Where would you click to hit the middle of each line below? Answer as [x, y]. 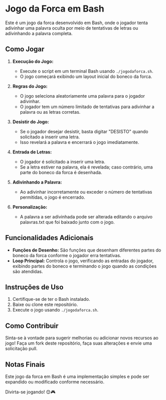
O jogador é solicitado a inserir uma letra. [62, 162]
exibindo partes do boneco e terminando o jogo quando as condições [85, 266]
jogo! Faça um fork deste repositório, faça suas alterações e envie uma [78, 343]
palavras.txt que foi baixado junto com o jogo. [67, 222]
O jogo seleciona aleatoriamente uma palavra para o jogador [82, 96]
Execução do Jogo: [33, 61]
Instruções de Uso [34, 287]
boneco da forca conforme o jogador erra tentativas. [67, 255]
